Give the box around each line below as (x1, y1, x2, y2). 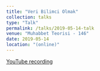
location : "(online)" (6, 42, 60, 48)
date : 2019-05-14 (6, 36, 49, 42)
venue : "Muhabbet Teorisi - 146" (6, 31, 89, 37)
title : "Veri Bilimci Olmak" (6, 8, 79, 15)
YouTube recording (6, 57, 53, 65)
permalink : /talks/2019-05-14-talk (6, 25, 95, 31)
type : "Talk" (6, 20, 39, 25)
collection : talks (6, 14, 52, 20)
